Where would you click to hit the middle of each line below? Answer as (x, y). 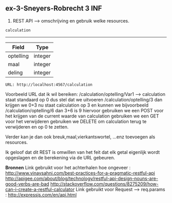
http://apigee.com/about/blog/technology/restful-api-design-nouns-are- (82, 178)
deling (15, 72)
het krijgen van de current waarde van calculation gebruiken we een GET (82, 116)
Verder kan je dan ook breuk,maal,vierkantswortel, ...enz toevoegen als (80, 137)
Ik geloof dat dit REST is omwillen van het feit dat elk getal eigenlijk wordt (83, 152)
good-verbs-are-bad (27, 184)
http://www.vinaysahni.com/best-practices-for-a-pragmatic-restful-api (80, 173)
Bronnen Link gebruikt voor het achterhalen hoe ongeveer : (68, 167)
